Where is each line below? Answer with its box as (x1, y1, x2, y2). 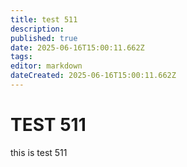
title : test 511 (10, 14, 78, 25)
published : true (10, 33, 78, 43)
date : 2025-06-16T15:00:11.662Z (10, 42, 145, 53)
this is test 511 (10, 146, 68, 158)
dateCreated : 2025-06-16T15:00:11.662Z (10, 71, 177, 81)
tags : (10, 52, 33, 62)
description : (10, 24, 65, 34)
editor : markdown (10, 61, 83, 71)
